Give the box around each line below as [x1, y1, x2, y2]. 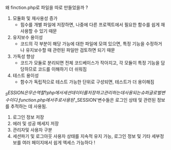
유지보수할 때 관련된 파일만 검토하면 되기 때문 [25, 47, 115, 53]
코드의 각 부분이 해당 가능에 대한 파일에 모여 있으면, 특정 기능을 [20, 41, 145, 47]
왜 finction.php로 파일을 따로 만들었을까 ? [5, 5, 88, 10]
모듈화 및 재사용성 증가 [12, 15, 58, 21]
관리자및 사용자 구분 [12, 127, 52, 133]
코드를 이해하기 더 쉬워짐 [38, 66, 87, 72]
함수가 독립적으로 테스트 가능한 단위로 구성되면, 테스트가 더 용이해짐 [20, 79, 155, 85]
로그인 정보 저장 [12, 114, 44, 120]
